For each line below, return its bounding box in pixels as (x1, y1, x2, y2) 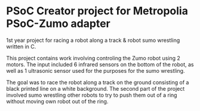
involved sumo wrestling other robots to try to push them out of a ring (6, 91, 177, 98)
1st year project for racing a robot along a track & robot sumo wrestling (6, 36, 180, 44)
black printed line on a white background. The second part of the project (6, 85, 185, 92)
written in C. (6, 43, 36, 50)
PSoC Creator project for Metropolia (6, 4, 188, 18)
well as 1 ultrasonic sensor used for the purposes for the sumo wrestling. (6, 67, 185, 74)
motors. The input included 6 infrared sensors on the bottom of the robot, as (6, 61, 194, 68)
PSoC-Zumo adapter (6, 17, 110, 30)
